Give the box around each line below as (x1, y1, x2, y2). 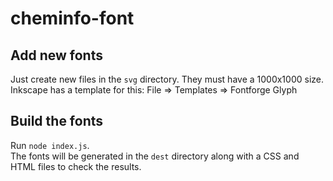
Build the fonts (10, 113, 104, 130)
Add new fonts (10, 47, 103, 64)
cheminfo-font (10, 7, 135, 30)
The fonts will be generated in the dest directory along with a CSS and (10, 150, 300, 162)
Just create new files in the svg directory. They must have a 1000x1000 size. (10, 73, 324, 85)
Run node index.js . (10, 139, 90, 151)
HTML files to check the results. (10, 160, 142, 172)
